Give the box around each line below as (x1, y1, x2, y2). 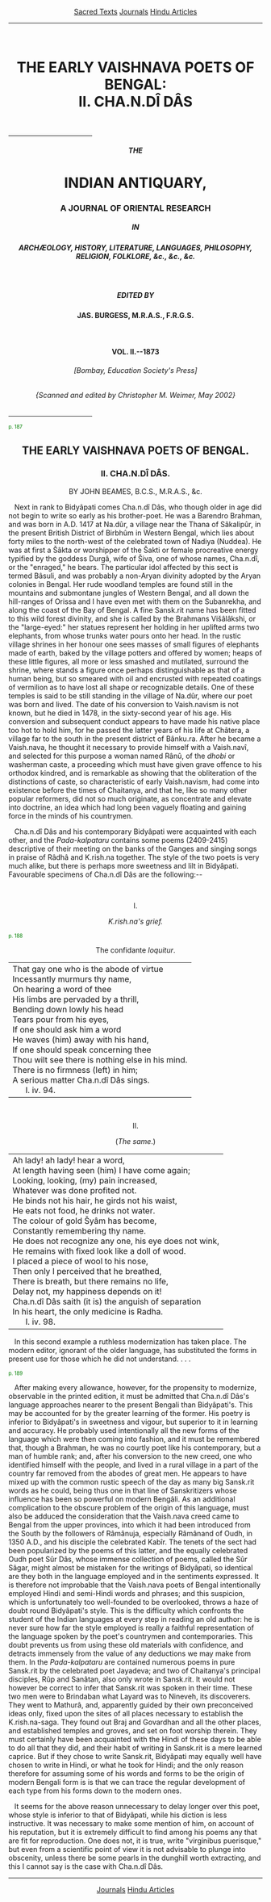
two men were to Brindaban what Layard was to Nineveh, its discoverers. (8, 1691, 252, 1701)
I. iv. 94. (25, 1084, 56, 1096)
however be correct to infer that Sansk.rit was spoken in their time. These (8, 1682, 252, 1692)
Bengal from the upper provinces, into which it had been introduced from (8, 1519, 252, 1529)
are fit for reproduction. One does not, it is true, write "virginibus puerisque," (8, 1836, 262, 1845)
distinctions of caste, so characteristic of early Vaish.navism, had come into (8, 777, 260, 786)
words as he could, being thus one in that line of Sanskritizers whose (8, 1485, 238, 1495)
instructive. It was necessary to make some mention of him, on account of (8, 1818, 255, 1828)
